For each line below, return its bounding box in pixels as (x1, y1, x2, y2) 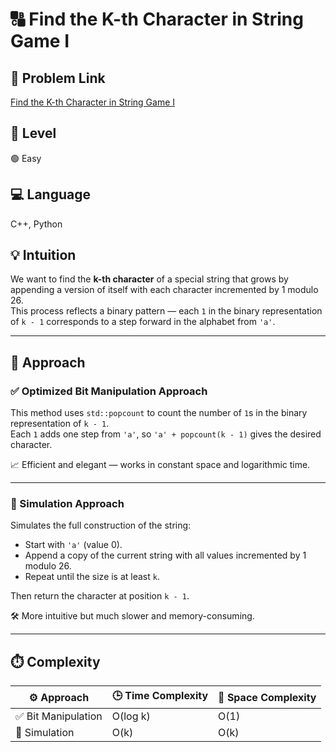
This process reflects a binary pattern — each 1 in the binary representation (10, 305, 323, 317)
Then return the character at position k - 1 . (10, 590, 190, 602)
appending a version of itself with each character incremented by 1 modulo (10, 284, 319, 296)
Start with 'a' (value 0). (24, 539, 123, 551)
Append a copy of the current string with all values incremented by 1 (24, 549, 307, 562)
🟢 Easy (10, 152, 42, 164)
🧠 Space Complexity (218, 690, 317, 704)
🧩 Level (10, 125, 57, 142)
